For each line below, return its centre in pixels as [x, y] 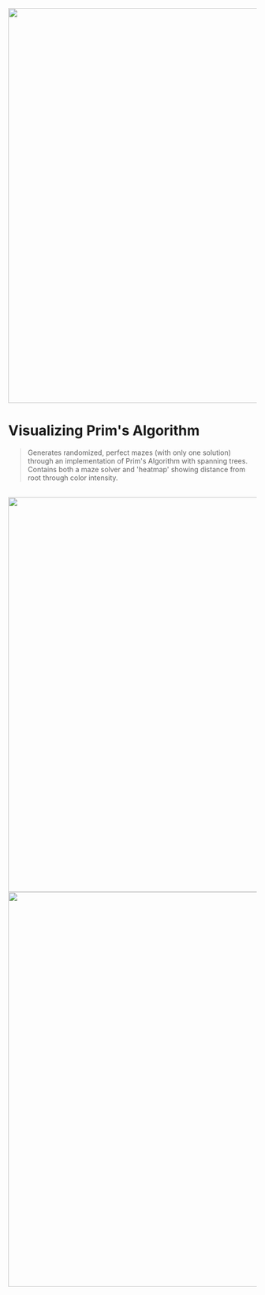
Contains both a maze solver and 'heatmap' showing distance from [136, 469]
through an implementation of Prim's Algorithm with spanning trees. [138, 460]
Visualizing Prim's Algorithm [104, 431]
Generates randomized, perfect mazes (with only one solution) [129, 452]
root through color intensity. [73, 478]
